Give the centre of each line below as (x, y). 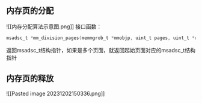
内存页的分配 (30, 11)
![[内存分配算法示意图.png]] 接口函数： (54, 27)
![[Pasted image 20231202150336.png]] (56, 93)
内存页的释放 (30, 79)
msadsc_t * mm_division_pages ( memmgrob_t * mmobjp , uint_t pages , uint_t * (101, 38)
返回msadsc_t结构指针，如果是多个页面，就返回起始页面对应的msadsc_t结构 (101, 50)
